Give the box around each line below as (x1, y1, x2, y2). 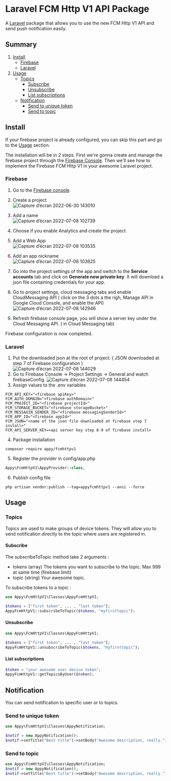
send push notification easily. (5, 25, 67, 31)
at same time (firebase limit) (12, 569, 72, 575)
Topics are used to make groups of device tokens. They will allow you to (5, 525, 157, 532)
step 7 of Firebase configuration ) (12, 360, 83, 366)
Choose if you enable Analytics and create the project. (12, 227, 127, 234)
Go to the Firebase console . (12, 187, 71, 193)
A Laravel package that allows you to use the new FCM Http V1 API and (5, 20, 154, 26)
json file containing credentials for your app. (12, 279, 105, 285)
